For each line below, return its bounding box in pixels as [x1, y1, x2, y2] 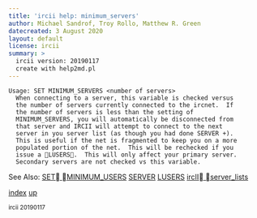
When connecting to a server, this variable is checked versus [15, 94, 233, 102]
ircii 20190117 [8, 203, 46, 212]
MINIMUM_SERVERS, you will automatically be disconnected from [15, 115, 233, 123]
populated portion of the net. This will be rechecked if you [15, 143, 233, 152]
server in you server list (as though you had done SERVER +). [15, 129, 233, 138]
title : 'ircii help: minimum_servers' [8, 11, 139, 20]
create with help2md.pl [15, 65, 96, 73]
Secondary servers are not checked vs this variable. [15, 157, 201, 166]
